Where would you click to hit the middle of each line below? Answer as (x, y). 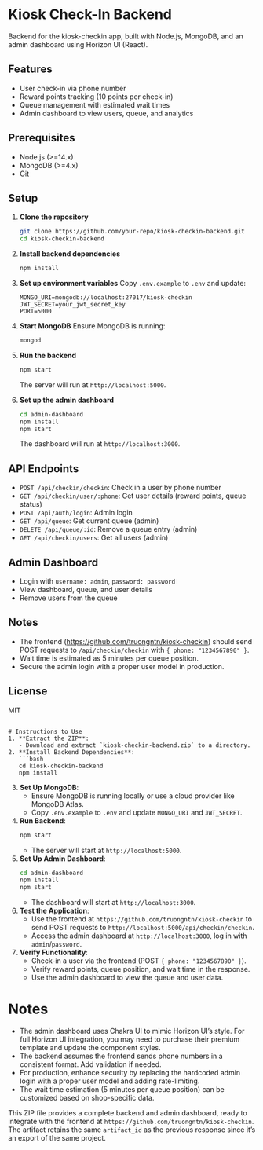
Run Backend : (43, 820)
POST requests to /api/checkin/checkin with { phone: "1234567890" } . (134, 650)
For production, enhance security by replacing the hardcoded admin (130, 1073)
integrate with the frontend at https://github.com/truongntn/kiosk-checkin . (131, 1122)
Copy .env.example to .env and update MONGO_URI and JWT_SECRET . (137, 812)
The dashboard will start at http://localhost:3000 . (113, 903)
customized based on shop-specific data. (87, 1098)
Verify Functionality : (53, 953)
